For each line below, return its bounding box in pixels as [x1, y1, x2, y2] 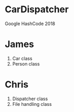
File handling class [12, 101, 52, 107]
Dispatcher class [12, 96, 48, 102]
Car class [12, 55, 33, 61]
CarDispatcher [5, 4, 69, 15]
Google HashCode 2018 [5, 20, 55, 27]
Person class [12, 60, 40, 67]
